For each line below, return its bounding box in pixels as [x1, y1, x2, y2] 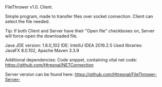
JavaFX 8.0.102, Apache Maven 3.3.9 [5, 48, 79, 53]
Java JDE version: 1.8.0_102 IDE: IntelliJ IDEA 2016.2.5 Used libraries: [5, 43, 143, 48]
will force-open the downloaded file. [5, 33, 78, 39]
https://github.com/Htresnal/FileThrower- [74, 72, 157, 77]
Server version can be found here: [5, 72, 74, 77]
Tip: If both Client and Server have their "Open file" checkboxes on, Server [5, 28, 155, 33]
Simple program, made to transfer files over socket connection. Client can [5, 14, 153, 19]
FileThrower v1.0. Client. [5, 4, 53, 10]
